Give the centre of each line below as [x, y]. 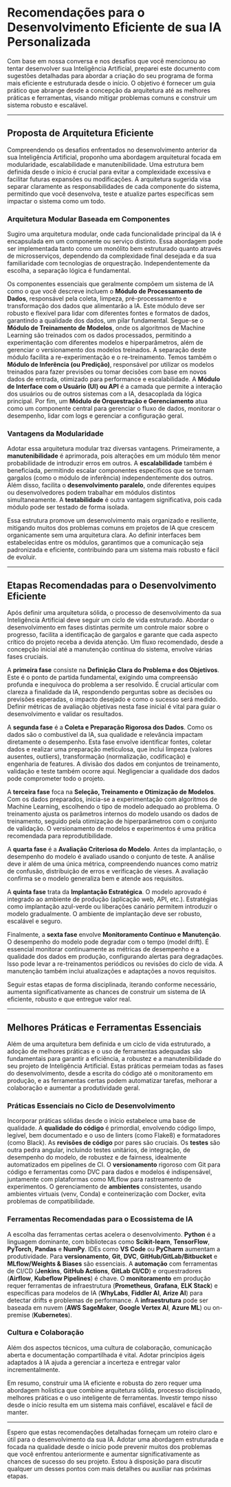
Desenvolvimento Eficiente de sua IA [114, 27]
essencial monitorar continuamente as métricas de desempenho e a [103, 949]
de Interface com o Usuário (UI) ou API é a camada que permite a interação [115, 387]
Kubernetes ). [53, 1315]
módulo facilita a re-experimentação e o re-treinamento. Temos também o [112, 357]
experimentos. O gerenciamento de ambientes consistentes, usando [104, 1186]
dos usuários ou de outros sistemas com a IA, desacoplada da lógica [104, 394]
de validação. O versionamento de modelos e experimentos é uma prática [112, 829]
